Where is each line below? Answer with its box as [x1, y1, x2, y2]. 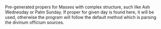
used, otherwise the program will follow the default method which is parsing [5, 14, 157, 20]
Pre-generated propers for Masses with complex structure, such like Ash [5, 4, 150, 10]
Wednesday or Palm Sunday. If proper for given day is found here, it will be [5, 9, 154, 15]
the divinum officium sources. [5, 19, 64, 25]
